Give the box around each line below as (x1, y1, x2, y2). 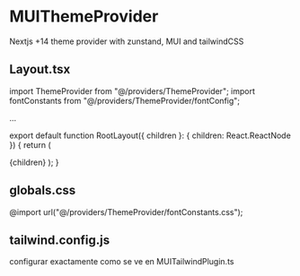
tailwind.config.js (9, 232, 110, 247)
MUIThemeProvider (9, 6, 159, 27)
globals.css (9, 183, 76, 198)
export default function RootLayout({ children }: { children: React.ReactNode (9, 130, 292, 141)
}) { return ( (9, 139, 51, 150)
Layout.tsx (9, 62, 71, 77)
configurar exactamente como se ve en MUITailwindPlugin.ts (9, 256, 234, 267)
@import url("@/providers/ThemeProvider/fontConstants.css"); (9, 206, 243, 217)
